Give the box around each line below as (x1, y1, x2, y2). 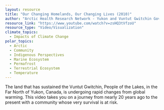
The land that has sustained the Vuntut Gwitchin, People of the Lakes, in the (5, 84, 158, 90)
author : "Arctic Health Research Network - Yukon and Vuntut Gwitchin (5, 16, 152, 21)
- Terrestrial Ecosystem (9, 66, 60, 71)
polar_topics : (5, 39, 34, 44)
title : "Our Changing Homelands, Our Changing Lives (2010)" (5, 12, 132, 17)
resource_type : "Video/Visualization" (5, 25, 84, 30)
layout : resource (5, 7, 41, 12)
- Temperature (9, 71, 38, 75)
